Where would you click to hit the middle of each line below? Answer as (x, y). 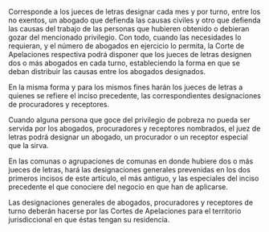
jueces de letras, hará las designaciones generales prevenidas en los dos (129, 170)
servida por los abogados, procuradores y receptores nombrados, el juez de (134, 128)
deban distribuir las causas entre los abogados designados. (107, 71)
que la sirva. (29, 145)
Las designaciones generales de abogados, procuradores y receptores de (131, 202)
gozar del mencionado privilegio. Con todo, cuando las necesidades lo (125, 37)
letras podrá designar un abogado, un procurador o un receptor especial (128, 137)
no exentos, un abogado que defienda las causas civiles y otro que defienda (134, 20)
